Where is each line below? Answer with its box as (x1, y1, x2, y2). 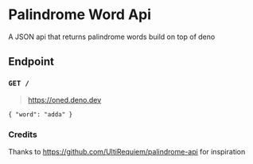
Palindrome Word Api (8, 6, 152, 24)
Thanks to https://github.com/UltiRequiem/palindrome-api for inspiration (8, 146, 246, 156)
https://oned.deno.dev (27, 95, 102, 104)
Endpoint (8, 55, 54, 68)
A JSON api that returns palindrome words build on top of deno (8, 32, 216, 41)
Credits (8, 129, 37, 140)
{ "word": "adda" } (8, 110, 73, 119)
